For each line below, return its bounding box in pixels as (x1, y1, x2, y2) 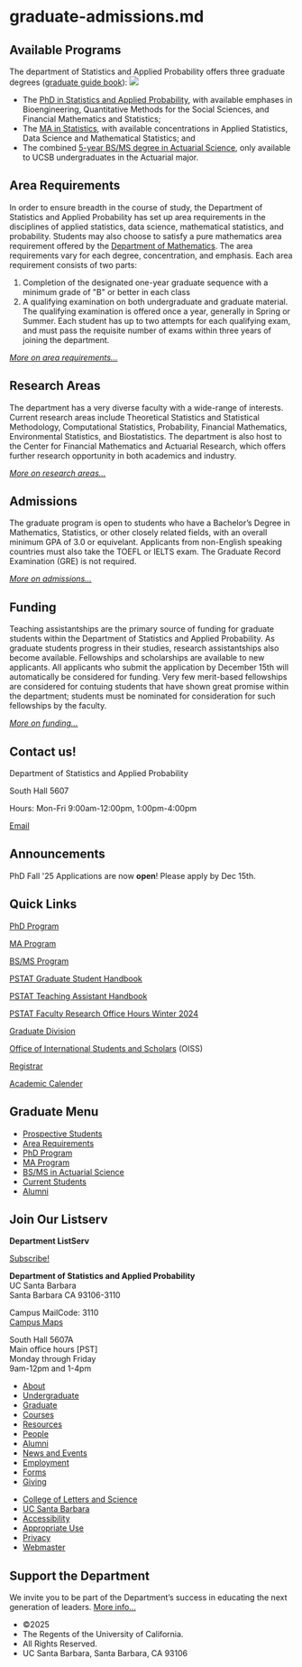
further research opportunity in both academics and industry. (9, 449, 237, 461)
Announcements (9, 847, 105, 862)
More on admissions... (9, 573, 92, 584)
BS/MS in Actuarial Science (22, 1166, 124, 1177)
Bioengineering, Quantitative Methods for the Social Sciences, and (22, 104, 270, 115)
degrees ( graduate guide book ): (9, 77, 128, 88)
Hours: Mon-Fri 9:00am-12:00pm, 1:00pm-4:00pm (9, 803, 197, 814)
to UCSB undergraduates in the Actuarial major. (22, 152, 199, 162)
